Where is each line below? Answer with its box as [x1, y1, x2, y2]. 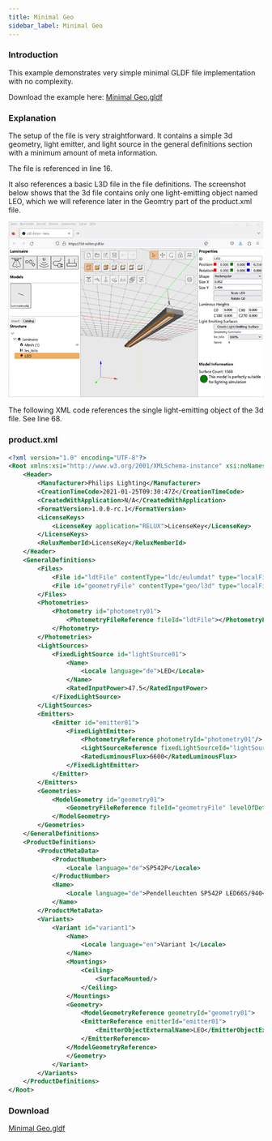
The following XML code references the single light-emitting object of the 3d [8, 405, 264, 415]
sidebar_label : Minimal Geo [8, 21, 104, 30]
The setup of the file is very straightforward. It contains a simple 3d [8, 130, 233, 141]
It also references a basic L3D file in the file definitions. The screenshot [8, 179, 246, 190]
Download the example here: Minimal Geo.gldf [8, 92, 164, 101]
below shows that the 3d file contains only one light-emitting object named [8, 188, 258, 198]
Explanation [8, 112, 57, 123]
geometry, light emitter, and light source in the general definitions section [8, 139, 253, 149]
